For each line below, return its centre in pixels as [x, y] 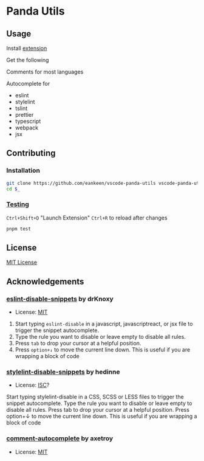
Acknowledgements [45, 281]
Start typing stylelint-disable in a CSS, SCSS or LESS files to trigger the [95, 397]
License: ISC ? [32, 385]
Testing [18, 204]
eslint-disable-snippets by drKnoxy [60, 299]
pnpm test [19, 229]
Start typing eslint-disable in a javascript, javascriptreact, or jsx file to [104, 324]
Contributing [31, 153]
